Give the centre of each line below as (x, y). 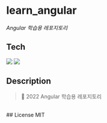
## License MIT (26, 115)
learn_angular (41, 10)
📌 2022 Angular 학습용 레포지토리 (61, 96)
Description (29, 81)
